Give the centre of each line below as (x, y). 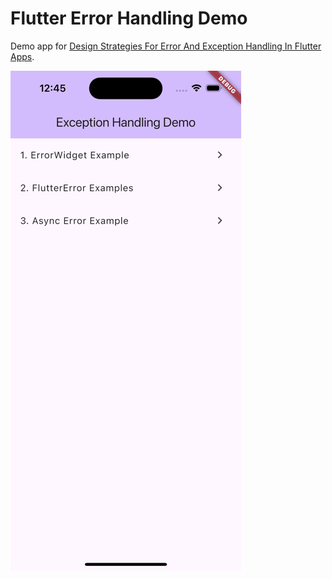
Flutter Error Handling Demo (129, 18)
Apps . (22, 56)
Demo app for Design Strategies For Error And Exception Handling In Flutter (166, 46)
